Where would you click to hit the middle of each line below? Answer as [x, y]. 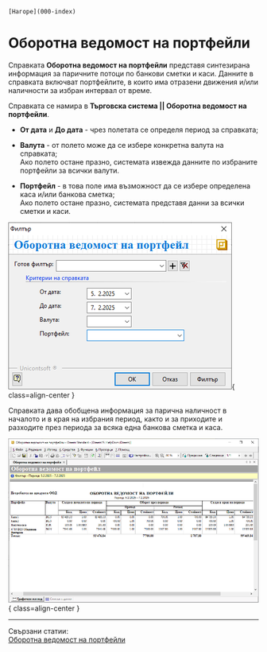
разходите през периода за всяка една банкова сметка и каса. [116, 427]
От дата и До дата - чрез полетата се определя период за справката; [139, 130]
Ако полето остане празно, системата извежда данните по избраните [139, 161]
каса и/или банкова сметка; [67, 194]
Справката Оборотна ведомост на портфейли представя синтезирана [129, 65]
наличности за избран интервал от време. [80, 90]
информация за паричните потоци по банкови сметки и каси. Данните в [131, 73]
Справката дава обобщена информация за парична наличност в [118, 410]
